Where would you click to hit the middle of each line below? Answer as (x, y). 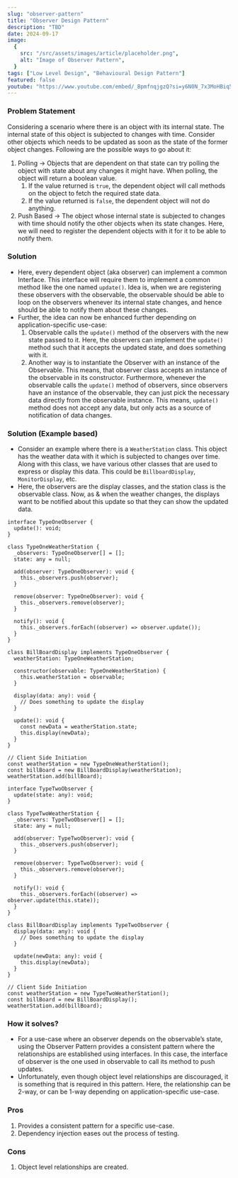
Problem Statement (41, 111)
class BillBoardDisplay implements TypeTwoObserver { (89, 926)
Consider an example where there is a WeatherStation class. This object (123, 449)
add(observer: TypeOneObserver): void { (74, 572)
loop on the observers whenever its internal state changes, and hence (120, 302)
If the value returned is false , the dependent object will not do (119, 201)
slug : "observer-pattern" (45, 14)
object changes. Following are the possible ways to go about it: (100, 149)
